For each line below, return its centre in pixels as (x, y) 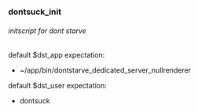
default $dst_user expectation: (58, 86)
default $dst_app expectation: (57, 55)
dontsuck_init (35, 12)
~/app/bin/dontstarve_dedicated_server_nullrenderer (105, 70)
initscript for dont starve (47, 31)
